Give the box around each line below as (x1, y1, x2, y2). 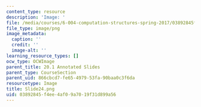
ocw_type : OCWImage (6, 58, 55, 64)
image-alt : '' (11, 48, 47, 53)
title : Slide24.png (6, 86, 55, 92)
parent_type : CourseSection (6, 70, 77, 75)
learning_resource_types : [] (6, 53, 79, 59)
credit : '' (11, 42, 39, 48)
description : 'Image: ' (6, 14, 66, 20)
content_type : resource (6, 8, 66, 15)
